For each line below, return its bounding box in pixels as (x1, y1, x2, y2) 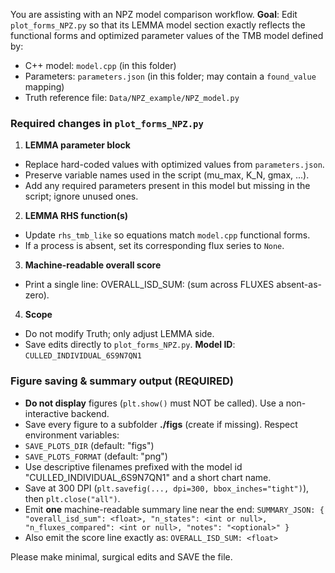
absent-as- (276, 279, 322, 291)
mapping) (24, 81, 65, 93)
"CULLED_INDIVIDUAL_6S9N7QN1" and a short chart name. (24, 471, 272, 483)
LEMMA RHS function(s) (24, 210, 129, 222)
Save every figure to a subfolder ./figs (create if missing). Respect (24, 418, 298, 430)
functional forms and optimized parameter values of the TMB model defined (10, 30, 324, 41)
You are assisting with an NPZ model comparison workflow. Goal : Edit (10, 9, 298, 20)
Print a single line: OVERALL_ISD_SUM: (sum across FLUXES (24, 279, 275, 291)
